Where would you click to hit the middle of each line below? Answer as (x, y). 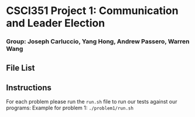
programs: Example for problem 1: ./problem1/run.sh (70, 108)
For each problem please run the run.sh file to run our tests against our (92, 102)
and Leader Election (56, 23)
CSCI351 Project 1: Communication (92, 11)
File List (20, 68)
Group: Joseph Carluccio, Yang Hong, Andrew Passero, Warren (98, 42)
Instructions (29, 87)
